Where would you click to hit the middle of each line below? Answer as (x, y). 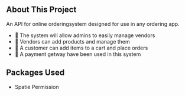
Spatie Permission (37, 87)
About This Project (41, 10)
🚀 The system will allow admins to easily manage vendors (85, 35)
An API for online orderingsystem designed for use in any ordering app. (93, 24)
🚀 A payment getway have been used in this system (78, 54)
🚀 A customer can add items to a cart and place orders (81, 48)
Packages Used (35, 73)
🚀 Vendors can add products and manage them (72, 41)
